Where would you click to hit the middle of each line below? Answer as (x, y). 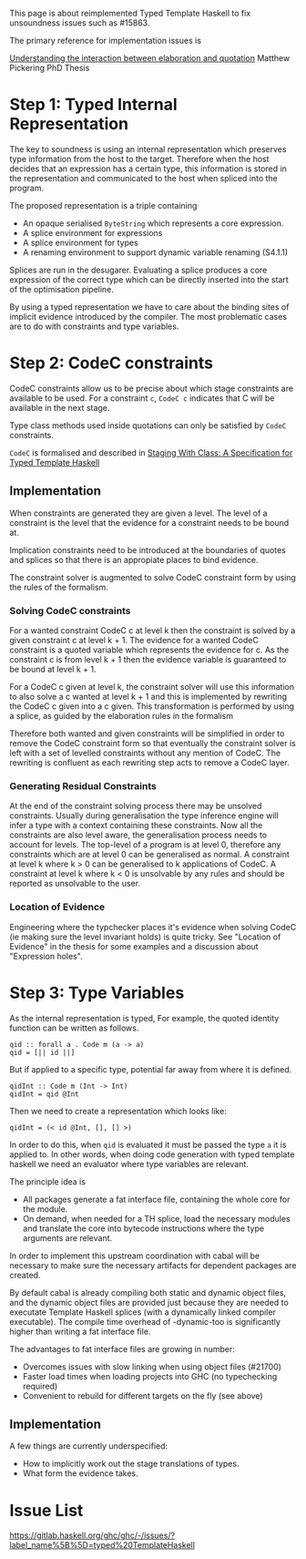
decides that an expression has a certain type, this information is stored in (148, 169)
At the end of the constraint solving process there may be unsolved (136, 806)
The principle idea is (48, 1181)
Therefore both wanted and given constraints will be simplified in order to (147, 733)
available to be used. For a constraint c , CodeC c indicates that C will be (142, 398)
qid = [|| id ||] (42, 1052)
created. (25, 1275)
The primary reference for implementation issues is (106, 41)
